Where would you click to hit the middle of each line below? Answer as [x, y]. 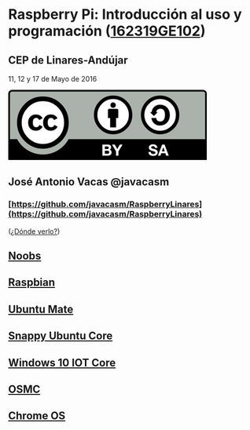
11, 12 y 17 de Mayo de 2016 [53, 79]
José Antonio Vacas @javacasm [89, 182]
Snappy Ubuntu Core [61, 336]
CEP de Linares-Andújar [68, 60]
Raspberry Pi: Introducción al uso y [125, 15]
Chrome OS [37, 416]
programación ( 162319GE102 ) [107, 31]
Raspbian [32, 283]
